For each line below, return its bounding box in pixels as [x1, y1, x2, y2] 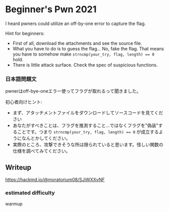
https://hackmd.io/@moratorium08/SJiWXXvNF [5, 177, 105, 183]
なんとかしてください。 [21, 135, 71, 141]
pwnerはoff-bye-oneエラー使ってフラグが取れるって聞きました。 [5, 88, 141, 94]
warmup [5, 201, 23, 207]
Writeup [5, 163, 31, 172]
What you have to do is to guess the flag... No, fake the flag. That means [12, 45, 164, 51]
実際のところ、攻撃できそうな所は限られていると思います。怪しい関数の [12, 142, 163, 148]
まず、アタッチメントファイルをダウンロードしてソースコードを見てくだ [12, 110, 163, 116]
